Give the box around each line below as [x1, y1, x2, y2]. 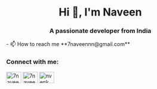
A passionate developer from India [49, 27, 152, 35]
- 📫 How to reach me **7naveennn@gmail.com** [6, 41, 130, 48]
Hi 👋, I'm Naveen [59, 5, 142, 19]
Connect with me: [6, 58, 59, 66]
